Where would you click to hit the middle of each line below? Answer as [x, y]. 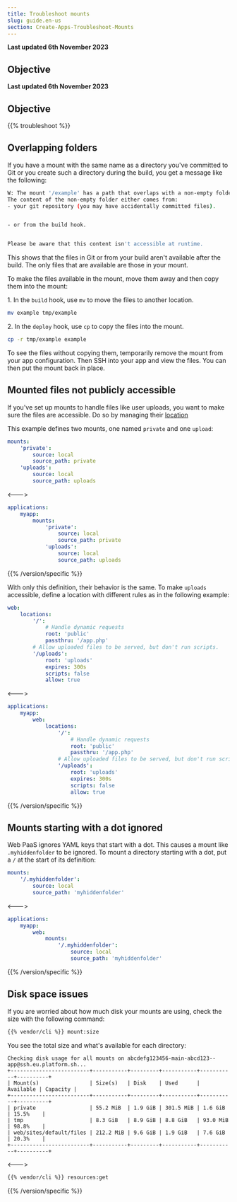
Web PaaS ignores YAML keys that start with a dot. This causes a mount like [118, 845]
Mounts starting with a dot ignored [85, 827]
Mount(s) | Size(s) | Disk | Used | [107, 1083]
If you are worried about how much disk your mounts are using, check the [115, 1011]
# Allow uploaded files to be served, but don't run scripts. [126, 647]
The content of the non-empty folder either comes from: [93, 200]
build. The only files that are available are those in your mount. [98, 265]
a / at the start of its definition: [52, 860]
